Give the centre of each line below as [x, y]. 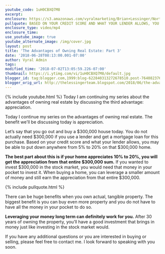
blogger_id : [17, 78]
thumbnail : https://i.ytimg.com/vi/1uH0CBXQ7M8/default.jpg [68, 74]
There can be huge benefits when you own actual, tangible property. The [79, 197]
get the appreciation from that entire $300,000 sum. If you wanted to [77, 162]
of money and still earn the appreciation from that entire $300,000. [73, 177]
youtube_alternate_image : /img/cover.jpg [48, 42]
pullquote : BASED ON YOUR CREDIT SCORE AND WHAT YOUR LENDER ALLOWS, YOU [82, 23]
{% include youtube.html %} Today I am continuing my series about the [77, 97]
